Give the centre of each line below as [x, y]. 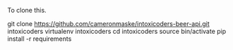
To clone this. [27, 10]
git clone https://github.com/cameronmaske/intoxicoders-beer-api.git [108, 24]
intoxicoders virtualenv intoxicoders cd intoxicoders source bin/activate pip [117, 31]
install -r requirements [40, 39]
